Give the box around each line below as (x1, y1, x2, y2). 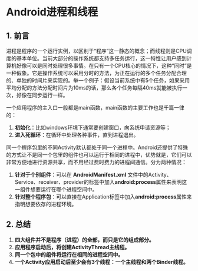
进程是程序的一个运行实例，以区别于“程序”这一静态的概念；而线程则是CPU (6, 48, 187, 54)
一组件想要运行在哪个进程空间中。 (14, 186, 98, 193)
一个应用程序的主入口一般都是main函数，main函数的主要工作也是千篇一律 (6, 104, 184, 111)
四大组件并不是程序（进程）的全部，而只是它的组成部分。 (14, 236, 154, 243)
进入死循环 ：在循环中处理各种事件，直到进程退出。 (14, 131, 139, 138)
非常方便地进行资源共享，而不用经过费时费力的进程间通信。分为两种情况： (6, 158, 187, 166)
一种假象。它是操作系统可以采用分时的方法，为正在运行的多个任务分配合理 (6, 70, 187, 77)
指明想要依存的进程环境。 (14, 201, 77, 207)
